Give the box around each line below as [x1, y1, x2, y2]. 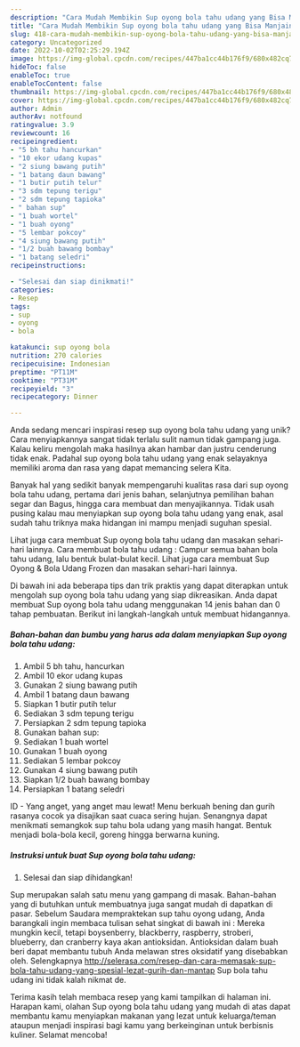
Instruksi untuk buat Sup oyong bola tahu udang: [10, 850, 197, 860]
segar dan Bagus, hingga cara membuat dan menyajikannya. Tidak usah [10, 499, 275, 510]
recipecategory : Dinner [10, 392, 99, 401]
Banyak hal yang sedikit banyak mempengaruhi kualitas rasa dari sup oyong [10, 479, 288, 490]
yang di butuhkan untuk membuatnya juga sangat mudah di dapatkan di [10, 899, 273, 910]
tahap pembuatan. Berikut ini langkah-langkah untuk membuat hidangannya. [10, 608, 291, 619]
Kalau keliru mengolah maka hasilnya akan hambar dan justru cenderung [10, 444, 277, 455]
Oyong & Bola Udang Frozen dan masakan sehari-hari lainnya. [10, 563, 239, 574]
